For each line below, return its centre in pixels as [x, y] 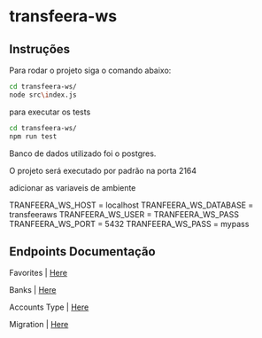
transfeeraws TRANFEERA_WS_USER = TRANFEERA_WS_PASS [124, 214]
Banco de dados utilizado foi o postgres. [83, 153]
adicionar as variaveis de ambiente [73, 187]
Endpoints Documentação [83, 252]
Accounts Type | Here [49, 307]
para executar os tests [50, 112]
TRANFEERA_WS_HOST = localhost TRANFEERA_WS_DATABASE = [131, 205]
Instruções [40, 49]
